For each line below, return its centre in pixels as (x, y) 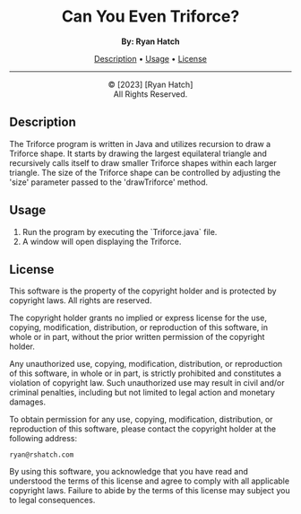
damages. (28, 402)
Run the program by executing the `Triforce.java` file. (120, 231)
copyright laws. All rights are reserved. (81, 301)
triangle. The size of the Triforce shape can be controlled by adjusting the (145, 172)
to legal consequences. (52, 501)
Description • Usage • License (150, 58)
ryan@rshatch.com (42, 455)
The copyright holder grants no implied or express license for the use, (138, 318)
